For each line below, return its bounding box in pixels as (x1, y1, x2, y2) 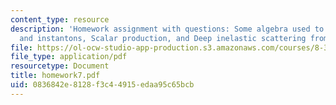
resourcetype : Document (10, 61, 110, 71)
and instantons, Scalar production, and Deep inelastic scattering (19, 33, 307, 43)
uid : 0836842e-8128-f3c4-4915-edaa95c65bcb (10, 80, 195, 90)
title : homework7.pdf (10, 71, 101, 81)
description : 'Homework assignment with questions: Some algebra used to (10, 24, 325, 34)
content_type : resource (10, 14, 110, 25)
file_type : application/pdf (10, 52, 128, 62)
